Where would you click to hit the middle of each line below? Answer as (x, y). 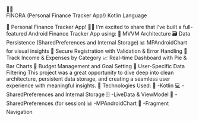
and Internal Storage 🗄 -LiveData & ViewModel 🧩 (114, 94)
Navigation (19, 112)
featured (17, 34)
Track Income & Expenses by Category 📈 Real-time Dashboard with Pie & (97, 58)
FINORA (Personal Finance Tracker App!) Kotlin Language (77, 15)
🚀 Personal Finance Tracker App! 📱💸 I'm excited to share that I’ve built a (94, 27)
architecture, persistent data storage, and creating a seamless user (88, 79)
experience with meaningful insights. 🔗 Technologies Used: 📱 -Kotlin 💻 (93, 85)
